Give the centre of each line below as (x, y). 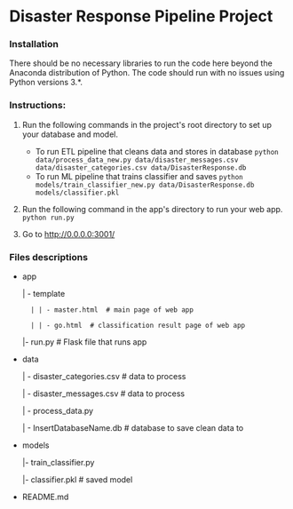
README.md (45, 497)
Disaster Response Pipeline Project (141, 16)
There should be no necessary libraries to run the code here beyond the (141, 63)
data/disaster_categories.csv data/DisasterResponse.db (141, 167)
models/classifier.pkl (77, 193)
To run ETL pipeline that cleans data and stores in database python (157, 151)
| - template (44, 294)
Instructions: (38, 106)
